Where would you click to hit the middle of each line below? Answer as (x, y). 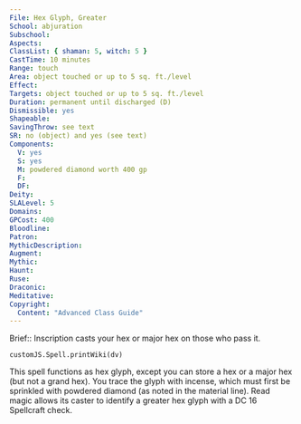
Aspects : (26, 43)
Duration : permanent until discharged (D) (90, 102)
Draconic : (28, 287)
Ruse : (19, 279)
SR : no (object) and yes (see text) (78, 136)
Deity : (22, 195)
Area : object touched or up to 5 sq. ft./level (101, 77)
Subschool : (30, 34)
